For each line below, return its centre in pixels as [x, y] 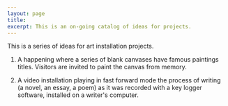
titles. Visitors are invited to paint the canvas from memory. [102, 67]
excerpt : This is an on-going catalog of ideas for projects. [99, 26]
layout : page [26, 14]
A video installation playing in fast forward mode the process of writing [119, 80]
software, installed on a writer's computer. [78, 95]
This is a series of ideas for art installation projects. [81, 46]
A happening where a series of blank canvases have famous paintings [118, 60]
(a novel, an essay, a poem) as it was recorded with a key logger [109, 88]
